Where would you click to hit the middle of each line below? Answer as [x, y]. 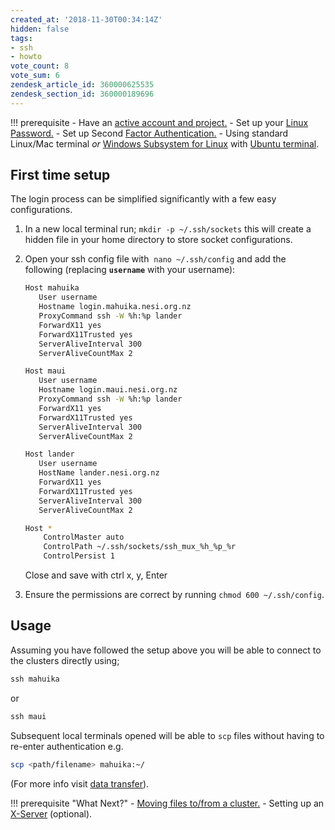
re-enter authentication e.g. [67, 746]
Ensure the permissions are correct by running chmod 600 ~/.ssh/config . [174, 595]
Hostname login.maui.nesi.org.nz [108, 390]
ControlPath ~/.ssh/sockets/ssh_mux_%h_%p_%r [140, 547]
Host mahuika [52, 288]
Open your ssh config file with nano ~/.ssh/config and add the [155, 259]
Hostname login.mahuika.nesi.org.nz [115, 307]
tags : [21, 38]
